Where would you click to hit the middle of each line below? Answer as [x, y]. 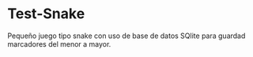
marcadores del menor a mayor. [59, 44]
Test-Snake [46, 14]
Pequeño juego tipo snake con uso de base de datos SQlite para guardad [126, 36]
